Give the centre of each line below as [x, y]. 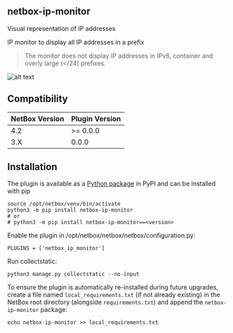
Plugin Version [96, 119]
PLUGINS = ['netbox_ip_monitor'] [56, 249]
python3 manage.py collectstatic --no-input [73, 274]
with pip [19, 191]
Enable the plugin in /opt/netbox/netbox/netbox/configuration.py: [101, 235]
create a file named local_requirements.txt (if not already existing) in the [114, 295]
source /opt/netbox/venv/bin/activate [64, 204]
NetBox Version [38, 119]
